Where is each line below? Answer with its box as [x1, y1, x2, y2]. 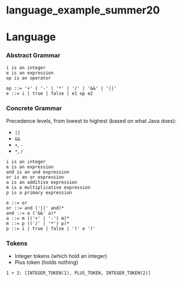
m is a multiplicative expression [6, 184, 91, 190]
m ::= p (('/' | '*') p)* [6, 220, 69, 226]
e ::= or [6, 200, 28, 206]
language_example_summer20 [6, 4, 160, 17]
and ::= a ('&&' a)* [6, 210, 57, 216]
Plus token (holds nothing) [14, 259, 79, 266]
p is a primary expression [6, 189, 72, 196]
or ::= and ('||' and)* [6, 205, 65, 211]
